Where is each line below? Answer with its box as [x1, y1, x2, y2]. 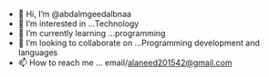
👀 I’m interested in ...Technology [17, 18, 140, 29]
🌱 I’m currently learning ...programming [17, 28, 166, 38]
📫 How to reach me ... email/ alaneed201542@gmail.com [17, 57, 233, 68]
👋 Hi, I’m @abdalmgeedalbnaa [17, 9, 132, 19]
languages [17, 47, 58, 58]
